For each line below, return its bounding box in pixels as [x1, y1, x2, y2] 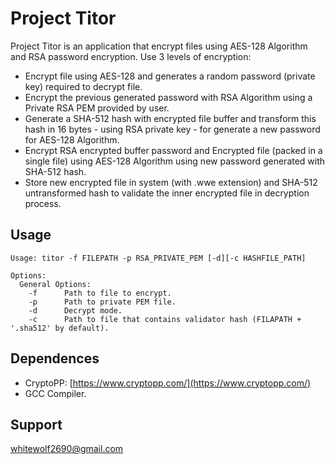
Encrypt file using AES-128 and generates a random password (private [24, 70, 316, 82]
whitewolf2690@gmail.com [10, 443, 124, 455]
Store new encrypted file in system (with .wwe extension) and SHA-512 [24, 176, 318, 188]
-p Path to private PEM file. [28, 297, 177, 307]
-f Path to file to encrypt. [28, 288, 172, 298]
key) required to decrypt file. [24, 80, 143, 92]
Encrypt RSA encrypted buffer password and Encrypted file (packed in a [24, 144, 323, 156]
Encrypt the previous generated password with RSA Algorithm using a [24, 91, 313, 103]
